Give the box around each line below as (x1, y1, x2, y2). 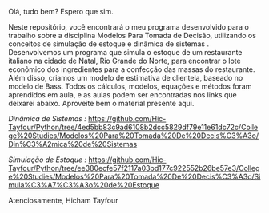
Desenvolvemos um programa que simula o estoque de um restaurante (8, 48, 243, 57)
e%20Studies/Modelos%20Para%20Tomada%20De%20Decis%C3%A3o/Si (8, 172, 261, 181)
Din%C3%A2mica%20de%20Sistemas (8, 140, 138, 148)
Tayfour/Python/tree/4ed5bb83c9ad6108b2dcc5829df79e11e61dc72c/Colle (8, 123, 259, 132)
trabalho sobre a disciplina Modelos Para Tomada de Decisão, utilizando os (8, 31, 256, 40)
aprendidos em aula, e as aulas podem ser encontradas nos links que (8, 90, 238, 99)
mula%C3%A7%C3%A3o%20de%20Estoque (8, 180, 160, 190)
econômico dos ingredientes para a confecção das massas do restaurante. (8, 65, 255, 74)
